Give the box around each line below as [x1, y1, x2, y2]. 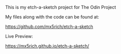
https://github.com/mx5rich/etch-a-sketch [5, 23, 93, 29]
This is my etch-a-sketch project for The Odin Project [5, 4, 116, 10]
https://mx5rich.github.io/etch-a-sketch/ [5, 43, 89, 49]
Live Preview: [5, 33, 33, 39]
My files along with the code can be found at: [5, 14, 99, 19]
